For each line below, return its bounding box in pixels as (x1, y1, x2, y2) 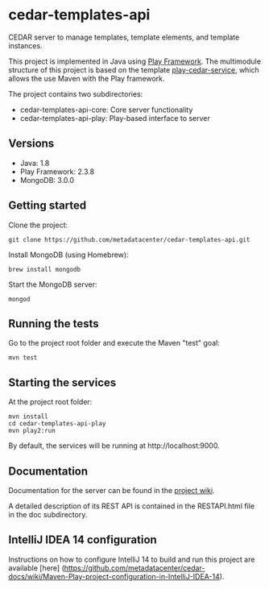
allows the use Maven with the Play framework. (8, 73, 165, 83)
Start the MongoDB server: (8, 280, 98, 289)
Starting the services (8, 375, 117, 389)
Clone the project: (8, 220, 68, 230)
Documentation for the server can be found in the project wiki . (8, 486, 215, 495)
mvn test (8, 354, 38, 362)
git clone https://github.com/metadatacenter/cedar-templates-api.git (8, 235, 250, 243)
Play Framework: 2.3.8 (19, 167, 95, 176)
